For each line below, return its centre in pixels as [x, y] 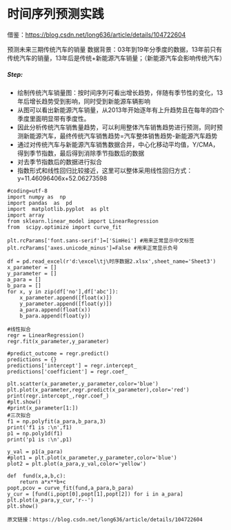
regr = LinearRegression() [46, 335]
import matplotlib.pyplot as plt [58, 209]
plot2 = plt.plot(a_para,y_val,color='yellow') [77, 464]
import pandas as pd [40, 203]
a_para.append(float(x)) [55, 310]
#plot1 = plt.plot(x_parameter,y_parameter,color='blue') [92, 457]
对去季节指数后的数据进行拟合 [59, 162]
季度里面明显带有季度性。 [53, 118]
